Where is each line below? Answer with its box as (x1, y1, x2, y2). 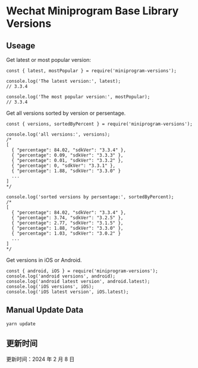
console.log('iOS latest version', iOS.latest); (6, 289, 129, 295)
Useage (6, 40, 36, 51)
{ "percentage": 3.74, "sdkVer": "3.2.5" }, (11, 215, 124, 221)
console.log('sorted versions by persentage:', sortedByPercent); (6, 194, 174, 200)
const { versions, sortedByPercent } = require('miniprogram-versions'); (6, 121, 193, 127)
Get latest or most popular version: (6, 57, 91, 63)
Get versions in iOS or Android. (6, 257, 82, 263)
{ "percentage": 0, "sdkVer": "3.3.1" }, (11, 163, 116, 169)
